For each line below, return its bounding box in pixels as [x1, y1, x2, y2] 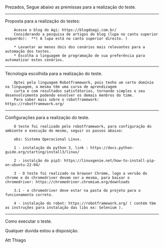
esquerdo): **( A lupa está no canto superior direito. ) [5, 36, 128, 41]
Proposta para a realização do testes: [5, 18, 81, 24]
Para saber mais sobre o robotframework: [14, 97, 99, 102]
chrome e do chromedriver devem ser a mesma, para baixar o [5, 175, 130, 180]
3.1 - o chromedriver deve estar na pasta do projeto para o [14, 188, 141, 193]
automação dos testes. [5, 49, 51, 54]
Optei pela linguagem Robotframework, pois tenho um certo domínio [14, 80, 154, 85]
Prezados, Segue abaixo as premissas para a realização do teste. [5, 4, 136, 10]
